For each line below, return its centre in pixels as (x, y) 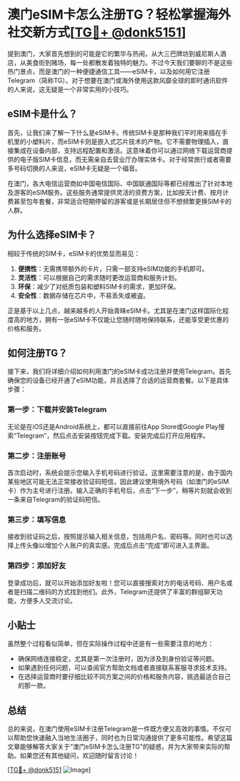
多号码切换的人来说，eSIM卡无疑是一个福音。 (74, 168)
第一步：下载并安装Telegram (57, 410)
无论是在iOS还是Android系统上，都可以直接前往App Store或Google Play (113, 426)
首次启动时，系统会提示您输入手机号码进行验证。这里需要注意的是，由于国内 (120, 473)
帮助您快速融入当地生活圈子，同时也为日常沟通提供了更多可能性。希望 (116, 738)
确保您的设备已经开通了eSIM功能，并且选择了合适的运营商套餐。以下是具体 (118, 381)
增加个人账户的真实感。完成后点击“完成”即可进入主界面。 (129, 545)
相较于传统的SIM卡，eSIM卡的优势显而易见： (74, 253)
